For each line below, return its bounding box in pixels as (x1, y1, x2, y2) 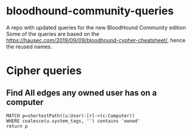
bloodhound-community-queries (6, 4, 174, 18)
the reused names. (6, 43, 53, 50)
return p (6, 123, 28, 129)
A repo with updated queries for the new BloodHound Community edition (6, 24, 187, 31)
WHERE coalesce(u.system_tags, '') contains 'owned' (6, 118, 141, 124)
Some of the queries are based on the (6, 30, 100, 37)
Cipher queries (6, 64, 82, 78)
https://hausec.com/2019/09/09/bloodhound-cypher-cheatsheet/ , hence (6, 36, 186, 44)
